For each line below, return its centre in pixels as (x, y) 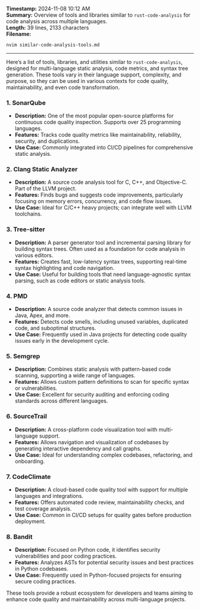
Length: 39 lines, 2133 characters (48, 27)
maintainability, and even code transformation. (63, 87)
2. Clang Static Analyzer (42, 170)
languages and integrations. (49, 496)
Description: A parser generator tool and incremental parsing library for (103, 242)
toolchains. (28, 214)
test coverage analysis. (43, 508)
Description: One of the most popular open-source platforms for (94, 116)
